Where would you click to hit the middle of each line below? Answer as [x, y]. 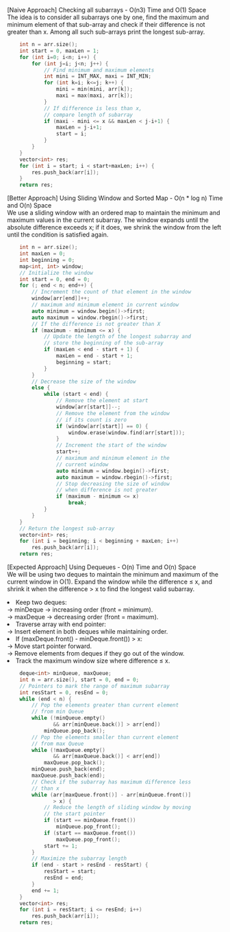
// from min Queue [58, 712]
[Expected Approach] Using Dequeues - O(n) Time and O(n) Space [102, 567]
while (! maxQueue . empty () [69, 750]
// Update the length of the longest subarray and [117, 337]
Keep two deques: [41, 602]
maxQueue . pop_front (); [88, 839]
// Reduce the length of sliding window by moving [117, 808]
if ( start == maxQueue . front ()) [90, 833]
